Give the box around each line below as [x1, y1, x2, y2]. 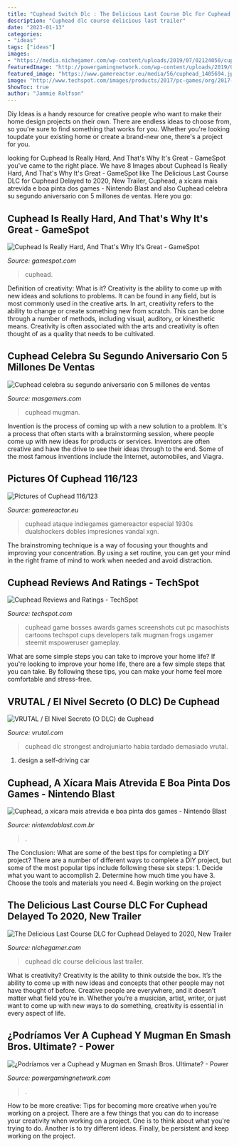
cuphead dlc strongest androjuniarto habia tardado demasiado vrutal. [24, 742, 228, 751]
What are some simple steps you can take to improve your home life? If [7, 652, 216, 661]
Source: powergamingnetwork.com [7, 1073, 112, 1082]
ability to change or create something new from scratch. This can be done [7, 306, 225, 315]
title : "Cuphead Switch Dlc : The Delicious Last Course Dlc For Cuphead [7, 10, 231, 18]
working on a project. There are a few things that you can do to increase [7, 1108, 219, 1117]
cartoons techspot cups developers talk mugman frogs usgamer [24, 631, 213, 640]
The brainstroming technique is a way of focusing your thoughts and [7, 540, 208, 550]
